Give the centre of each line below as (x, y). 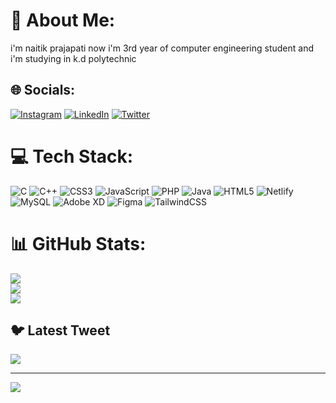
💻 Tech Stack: (72, 156)
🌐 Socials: (43, 90)
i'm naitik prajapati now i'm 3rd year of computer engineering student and (162, 48)
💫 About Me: (63, 20)
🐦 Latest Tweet (60, 330)
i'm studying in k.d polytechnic (73, 58)
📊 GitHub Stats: (78, 243)
